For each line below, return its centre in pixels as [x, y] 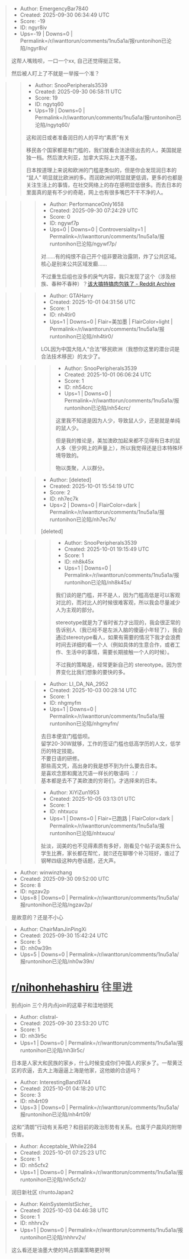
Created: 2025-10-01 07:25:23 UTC [63, 1152]
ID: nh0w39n [36, 948]
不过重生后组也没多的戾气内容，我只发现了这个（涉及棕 [108, 276]
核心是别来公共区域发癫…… [74, 264]
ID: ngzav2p [35, 891]
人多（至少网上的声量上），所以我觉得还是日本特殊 [117, 448]
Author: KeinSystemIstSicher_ [56, 1204]
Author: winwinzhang [46, 873]
